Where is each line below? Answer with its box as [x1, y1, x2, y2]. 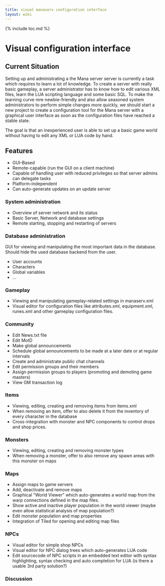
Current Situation [5, 62, 60, 71]
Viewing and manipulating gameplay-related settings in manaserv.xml [12, 298, 154, 304]
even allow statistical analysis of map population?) [12, 508, 114, 514]
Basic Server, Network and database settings [12, 215, 104, 221]
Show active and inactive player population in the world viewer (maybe [12, 502, 156, 508]
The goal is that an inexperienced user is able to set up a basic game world [5, 127, 158, 133]
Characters [12, 264, 35, 270]
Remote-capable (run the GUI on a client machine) [12, 165, 115, 171]
